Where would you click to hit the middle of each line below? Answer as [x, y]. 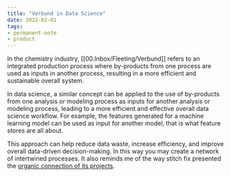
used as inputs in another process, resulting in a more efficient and [102, 74]
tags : [15, 26]
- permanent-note [32, 33]
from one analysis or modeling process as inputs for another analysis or [109, 101]
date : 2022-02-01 [32, 20]
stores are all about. [35, 131]
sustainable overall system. [46, 81]
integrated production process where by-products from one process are [109, 66]
